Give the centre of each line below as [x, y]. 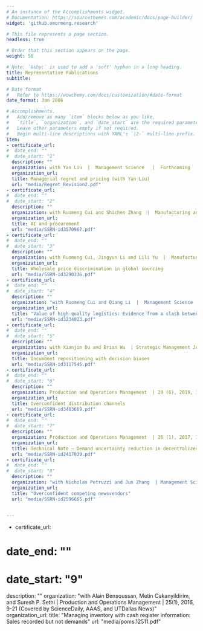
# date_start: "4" [31, 291]
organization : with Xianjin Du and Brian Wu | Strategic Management [101, 348]
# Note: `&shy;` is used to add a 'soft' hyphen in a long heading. [94, 67]
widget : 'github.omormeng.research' [52, 23]
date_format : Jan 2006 [35, 100]
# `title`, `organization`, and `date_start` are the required [90, 123]
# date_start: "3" [31, 246]
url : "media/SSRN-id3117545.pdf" [54, 364]
